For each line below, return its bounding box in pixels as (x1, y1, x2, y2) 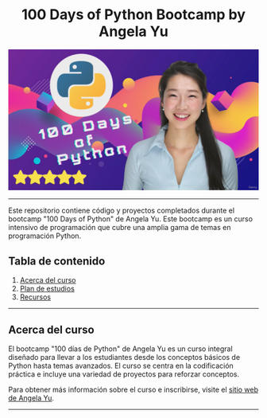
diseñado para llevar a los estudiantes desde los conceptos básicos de (8, 353, 241, 362)
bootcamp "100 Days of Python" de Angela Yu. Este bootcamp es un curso (8, 214, 253, 224)
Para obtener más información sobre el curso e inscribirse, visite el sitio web (8, 385, 259, 395)
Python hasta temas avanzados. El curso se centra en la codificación (8, 361, 234, 371)
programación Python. (8, 231, 82, 240)
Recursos (19, 292, 52, 302)
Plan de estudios (19, 284, 75, 294)
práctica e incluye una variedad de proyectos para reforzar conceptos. (8, 369, 240, 379)
